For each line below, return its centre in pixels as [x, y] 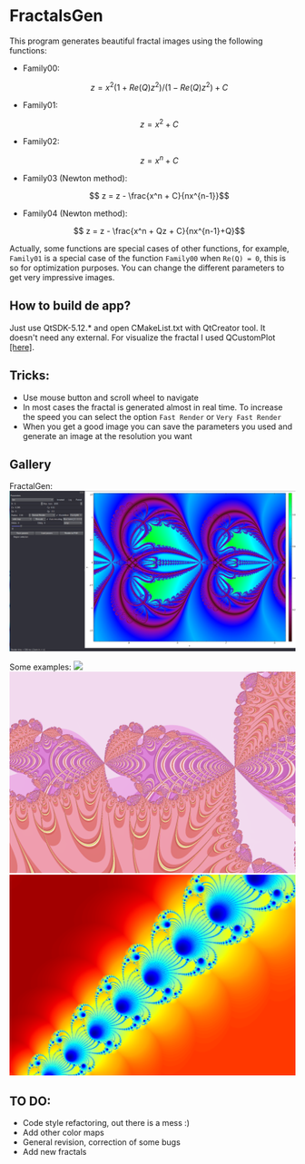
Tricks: [30, 376]
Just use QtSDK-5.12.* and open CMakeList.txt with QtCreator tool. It [138, 328]
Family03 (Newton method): [75, 178]
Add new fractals [54, 1152]
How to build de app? [70, 306]
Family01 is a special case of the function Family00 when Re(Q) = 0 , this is [148, 258]
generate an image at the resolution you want [107, 435]
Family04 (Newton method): [75, 213]
